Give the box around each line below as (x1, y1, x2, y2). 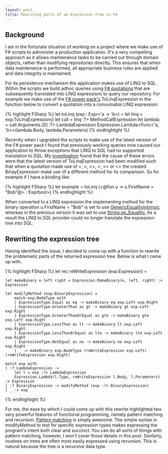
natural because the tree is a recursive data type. (5, 443, 107, 449)
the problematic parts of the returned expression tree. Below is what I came (5, 254, 161, 260)
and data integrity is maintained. (5, 71, 72, 77)
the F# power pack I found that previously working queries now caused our (5, 142, 161, 148)
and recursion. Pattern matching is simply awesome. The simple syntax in (5, 417, 157, 423)
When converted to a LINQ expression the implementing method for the (5, 199, 153, 205)
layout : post (5, 7, 33, 13)
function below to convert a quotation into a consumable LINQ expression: (5, 101, 159, 108)
